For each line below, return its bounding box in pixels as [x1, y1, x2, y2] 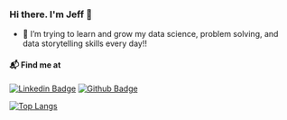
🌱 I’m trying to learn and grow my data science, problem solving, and [22, 29, 279, 40]
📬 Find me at [9, 59, 61, 70]
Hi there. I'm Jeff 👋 [9, 8, 93, 21]
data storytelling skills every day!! [22, 38, 147, 49]
